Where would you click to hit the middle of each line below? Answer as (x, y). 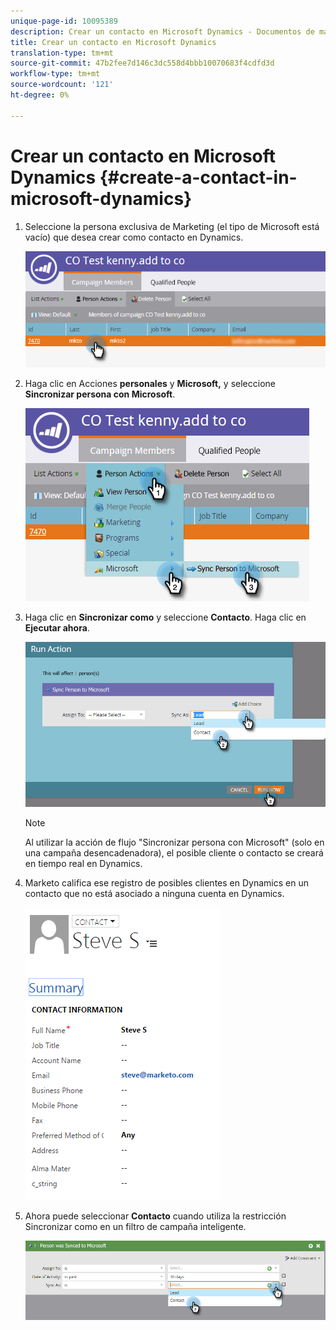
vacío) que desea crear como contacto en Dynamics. (134, 237)
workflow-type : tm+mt (55, 74)
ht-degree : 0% (40, 95)
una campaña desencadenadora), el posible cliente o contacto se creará (174, 853)
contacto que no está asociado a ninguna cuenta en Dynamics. (154, 894)
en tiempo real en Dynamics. (83, 864)
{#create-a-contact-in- (198, 177)
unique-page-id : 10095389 (64, 21)
